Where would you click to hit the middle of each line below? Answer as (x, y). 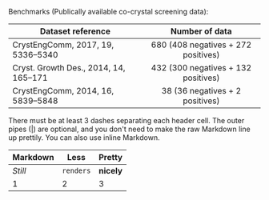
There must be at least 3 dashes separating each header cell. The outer (126, 120)
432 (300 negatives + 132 (201, 68)
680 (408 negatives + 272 (201, 45)
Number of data (201, 31)
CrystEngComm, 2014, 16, (63, 91)
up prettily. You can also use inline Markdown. (84, 138)
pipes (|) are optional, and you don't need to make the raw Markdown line (129, 129)
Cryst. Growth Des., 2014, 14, (69, 68)
